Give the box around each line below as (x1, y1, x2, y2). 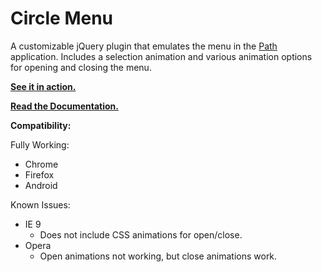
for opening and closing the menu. (10, 61, 152, 73)
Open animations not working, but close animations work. (39, 250, 278, 262)
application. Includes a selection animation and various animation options (10, 50, 313, 62)
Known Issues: (10, 198, 71, 211)
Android (24, 179, 58, 191)
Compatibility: (10, 119, 72, 131)
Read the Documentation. (10, 100, 120, 112)
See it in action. (10, 80, 77, 92)
